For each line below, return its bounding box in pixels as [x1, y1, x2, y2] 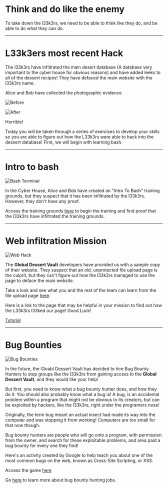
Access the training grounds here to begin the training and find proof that [5, 207, 156, 213]
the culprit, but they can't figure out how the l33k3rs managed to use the [5, 272, 155, 278]
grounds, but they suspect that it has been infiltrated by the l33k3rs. [5, 192, 145, 198]
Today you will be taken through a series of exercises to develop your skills [5, 128, 160, 134]
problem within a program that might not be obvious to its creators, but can [5, 396, 160, 402]
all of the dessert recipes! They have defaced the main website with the [5, 74, 152, 80]
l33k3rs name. [5, 80, 35, 86]
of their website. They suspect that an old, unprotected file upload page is [5, 266, 157, 273]
